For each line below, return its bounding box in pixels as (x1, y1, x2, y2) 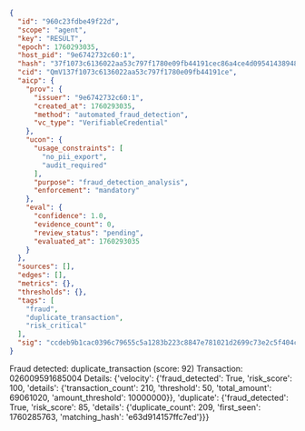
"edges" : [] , (17, 271, 67, 280)
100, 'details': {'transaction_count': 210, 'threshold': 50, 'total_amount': (9, 382, 272, 393)
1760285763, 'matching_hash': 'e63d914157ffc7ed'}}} (9, 411, 210, 422)
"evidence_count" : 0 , (33, 219, 116, 229)
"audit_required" (42, 160, 107, 170)
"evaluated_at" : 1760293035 (33, 236, 141, 246)
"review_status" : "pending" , (33, 228, 144, 237)
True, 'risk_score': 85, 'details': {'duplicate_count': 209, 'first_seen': (9, 401, 261, 413)
